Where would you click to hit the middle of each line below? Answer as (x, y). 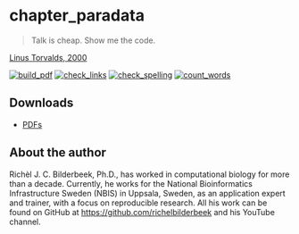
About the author (58, 153)
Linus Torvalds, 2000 (48, 57)
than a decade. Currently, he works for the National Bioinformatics (131, 183)
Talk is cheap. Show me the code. (93, 40)
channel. (25, 221)
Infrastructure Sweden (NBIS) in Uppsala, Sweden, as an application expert (147, 193)
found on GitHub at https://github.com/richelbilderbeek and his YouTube (142, 212)
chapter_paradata (77, 16)
